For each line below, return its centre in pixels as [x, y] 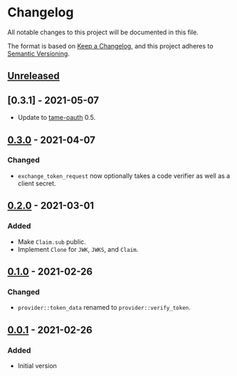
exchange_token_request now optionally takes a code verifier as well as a [124, 176]
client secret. [37, 183]
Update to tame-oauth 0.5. [57, 118]
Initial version [37, 365]
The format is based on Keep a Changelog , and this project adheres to [110, 46]
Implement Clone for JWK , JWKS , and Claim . [78, 249]
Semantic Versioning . [38, 54]
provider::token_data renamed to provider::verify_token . [104, 308]
